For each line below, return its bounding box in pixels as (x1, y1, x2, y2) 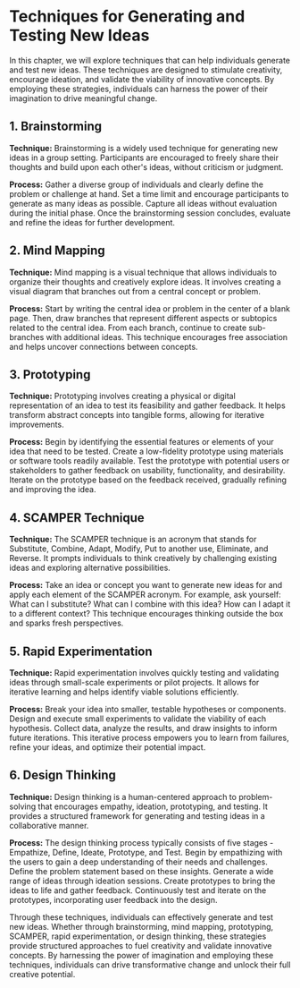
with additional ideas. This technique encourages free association (46, 331, 288, 342)
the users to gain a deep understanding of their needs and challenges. (9, 856, 268, 867)
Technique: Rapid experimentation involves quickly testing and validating (9, 668, 279, 677)
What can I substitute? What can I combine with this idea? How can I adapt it (9, 599, 291, 609)
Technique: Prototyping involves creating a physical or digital (9, 391, 237, 402)
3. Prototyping (9, 367, 91, 382)
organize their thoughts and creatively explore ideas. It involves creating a (9, 276, 281, 287)
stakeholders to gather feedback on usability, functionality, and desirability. (9, 465, 286, 476)
